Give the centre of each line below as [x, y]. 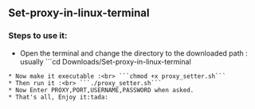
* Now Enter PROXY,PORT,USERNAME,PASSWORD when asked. [101, 90]
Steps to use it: [38, 36]
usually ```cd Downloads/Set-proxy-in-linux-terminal [105, 61]
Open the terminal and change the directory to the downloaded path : [134, 53]
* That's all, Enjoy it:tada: [59, 97]
